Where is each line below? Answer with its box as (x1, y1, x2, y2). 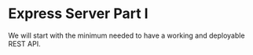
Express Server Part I (8, 5, 148, 23)
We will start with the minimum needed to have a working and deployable (8, 31, 245, 40)
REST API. (8, 38, 41, 48)
